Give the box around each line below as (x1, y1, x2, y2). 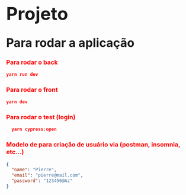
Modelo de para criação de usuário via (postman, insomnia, (6, 140, 181, 149)
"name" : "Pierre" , (11, 167, 57, 173)
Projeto (6, 2, 69, 25)
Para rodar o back (6, 58, 58, 66)
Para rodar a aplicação (6, 35, 135, 50)
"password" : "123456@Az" (11, 178, 73, 184)
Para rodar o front (6, 85, 58, 94)
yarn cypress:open (11, 126, 57, 133)
